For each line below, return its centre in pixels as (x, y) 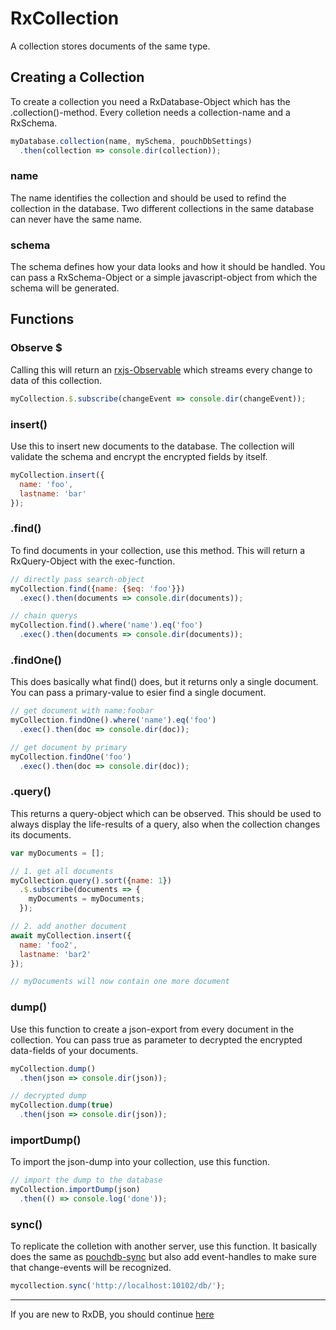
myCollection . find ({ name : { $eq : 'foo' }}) (98, 588)
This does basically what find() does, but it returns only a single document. (164, 682)
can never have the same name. (76, 219)
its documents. (41, 834)
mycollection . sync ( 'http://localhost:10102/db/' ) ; (118, 1286)
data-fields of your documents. (74, 1050)
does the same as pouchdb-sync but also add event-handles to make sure (163, 1257)
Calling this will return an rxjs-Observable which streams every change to (161, 369)
